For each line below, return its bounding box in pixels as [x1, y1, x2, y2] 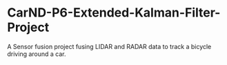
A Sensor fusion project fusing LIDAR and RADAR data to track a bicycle [7, 42, 212, 50]
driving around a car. [7, 50, 67, 58]
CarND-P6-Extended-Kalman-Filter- [7, 5, 221, 21]
